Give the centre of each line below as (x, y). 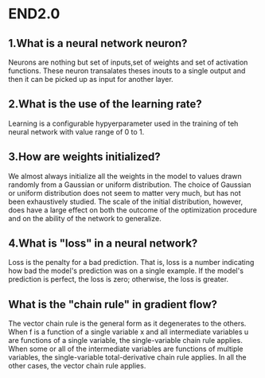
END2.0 (34, 14)
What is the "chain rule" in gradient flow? (113, 304)
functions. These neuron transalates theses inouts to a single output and (127, 71)
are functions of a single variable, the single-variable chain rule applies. (125, 341)
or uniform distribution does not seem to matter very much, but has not (125, 193)
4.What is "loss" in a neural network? (103, 244)
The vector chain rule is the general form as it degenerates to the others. (127, 324)
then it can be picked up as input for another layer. (91, 79)
